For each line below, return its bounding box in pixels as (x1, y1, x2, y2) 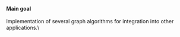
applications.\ (6, 24, 40, 31)
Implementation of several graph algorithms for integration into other (6, 18, 174, 24)
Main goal (6, 5, 31, 12)
